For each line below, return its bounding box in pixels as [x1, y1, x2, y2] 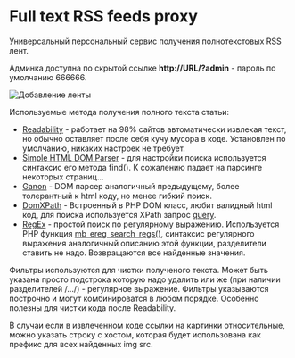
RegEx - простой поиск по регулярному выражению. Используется [21, 219, 280, 229]
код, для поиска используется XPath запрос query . [21, 209, 217, 220]
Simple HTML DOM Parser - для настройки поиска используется [21, 152, 266, 162]
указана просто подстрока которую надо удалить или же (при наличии [9, 274, 281, 285]
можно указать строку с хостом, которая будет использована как [9, 329, 261, 340]
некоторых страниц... [21, 171, 104, 182]
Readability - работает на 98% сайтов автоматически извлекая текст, [21, 123, 287, 135]
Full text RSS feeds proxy [9, 6, 198, 27]
